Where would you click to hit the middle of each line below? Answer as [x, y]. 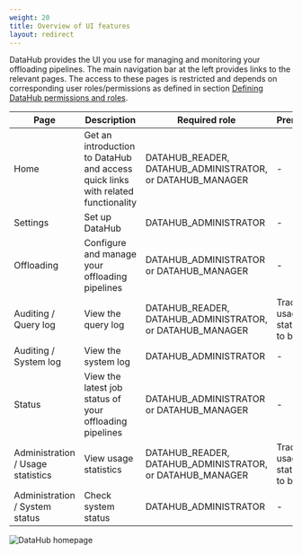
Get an [98, 136]
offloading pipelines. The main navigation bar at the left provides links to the [150, 69]
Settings [31, 223]
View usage [109, 459]
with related [109, 191]
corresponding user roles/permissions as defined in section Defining [136, 88]
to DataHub [108, 158]
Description [111, 120]
